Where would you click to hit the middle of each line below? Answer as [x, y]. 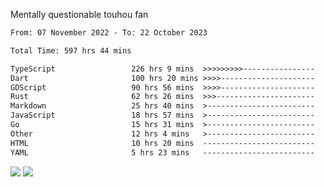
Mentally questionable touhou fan [79, 14]
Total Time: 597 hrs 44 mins [71, 50]
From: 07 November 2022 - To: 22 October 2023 [109, 33]
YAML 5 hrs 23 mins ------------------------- [162, 152]
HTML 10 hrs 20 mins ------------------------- [162, 143]
